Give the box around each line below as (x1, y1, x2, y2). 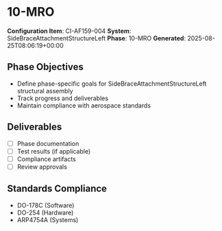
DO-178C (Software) (16, 201, 75, 209)
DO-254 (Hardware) (16, 208, 74, 217)
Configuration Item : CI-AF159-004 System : (7, 27, 132, 35)
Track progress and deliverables (16, 94, 108, 102)
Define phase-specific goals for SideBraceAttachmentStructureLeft (16, 80, 207, 88)
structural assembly (16, 86, 73, 95)
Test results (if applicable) (16, 147, 91, 155)
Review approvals (16, 162, 67, 171)
